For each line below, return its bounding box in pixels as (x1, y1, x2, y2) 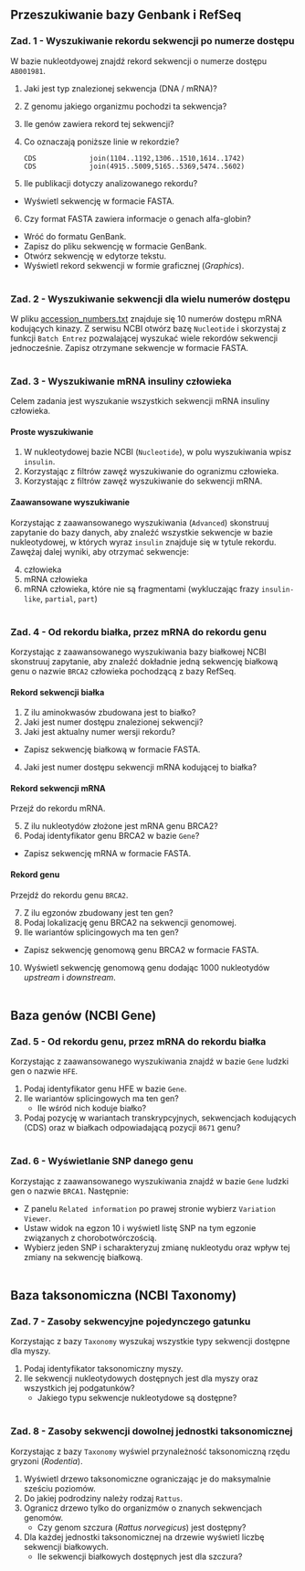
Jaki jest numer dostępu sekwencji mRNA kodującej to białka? (23, 762, 258, 773)
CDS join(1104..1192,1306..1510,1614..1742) (23, 154, 246, 163)
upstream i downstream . (23, 971, 117, 982)
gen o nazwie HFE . (10, 1066, 79, 1077)
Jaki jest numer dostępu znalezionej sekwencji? (23, 717, 204, 727)
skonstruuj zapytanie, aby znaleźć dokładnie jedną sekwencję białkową (10, 655, 279, 666)
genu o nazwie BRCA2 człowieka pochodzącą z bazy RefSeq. (10, 665, 237, 676)
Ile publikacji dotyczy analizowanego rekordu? (23, 177, 198, 188)
